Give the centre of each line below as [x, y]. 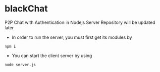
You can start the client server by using [52, 56]
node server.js [20, 65]
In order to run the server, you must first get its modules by [72, 37]
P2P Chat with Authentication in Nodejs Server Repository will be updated [80, 22]
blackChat [26, 9]
